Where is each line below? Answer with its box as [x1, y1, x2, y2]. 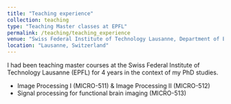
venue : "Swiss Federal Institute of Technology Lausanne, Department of [7, 36, 220, 43]
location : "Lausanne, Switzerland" [7, 42, 109, 49]
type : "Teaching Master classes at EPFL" [7, 23, 128, 30]
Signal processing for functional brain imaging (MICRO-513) [16, 89, 187, 97]
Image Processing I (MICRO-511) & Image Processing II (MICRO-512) [16, 82, 211, 90]
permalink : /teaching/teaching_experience [7, 29, 131, 37]
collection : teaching [7, 17, 69, 23]
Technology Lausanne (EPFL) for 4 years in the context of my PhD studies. [7, 68, 219, 76]
